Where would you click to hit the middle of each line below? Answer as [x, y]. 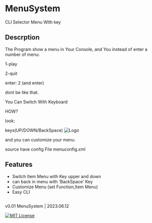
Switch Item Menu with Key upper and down [57, 176]
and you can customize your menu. [40, 139]
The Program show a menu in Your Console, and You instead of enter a [76, 49]
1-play [11, 64]
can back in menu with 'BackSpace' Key [52, 181]
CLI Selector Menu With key [33, 22]
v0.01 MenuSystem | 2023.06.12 [37, 206]
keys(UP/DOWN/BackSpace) [34, 130]
